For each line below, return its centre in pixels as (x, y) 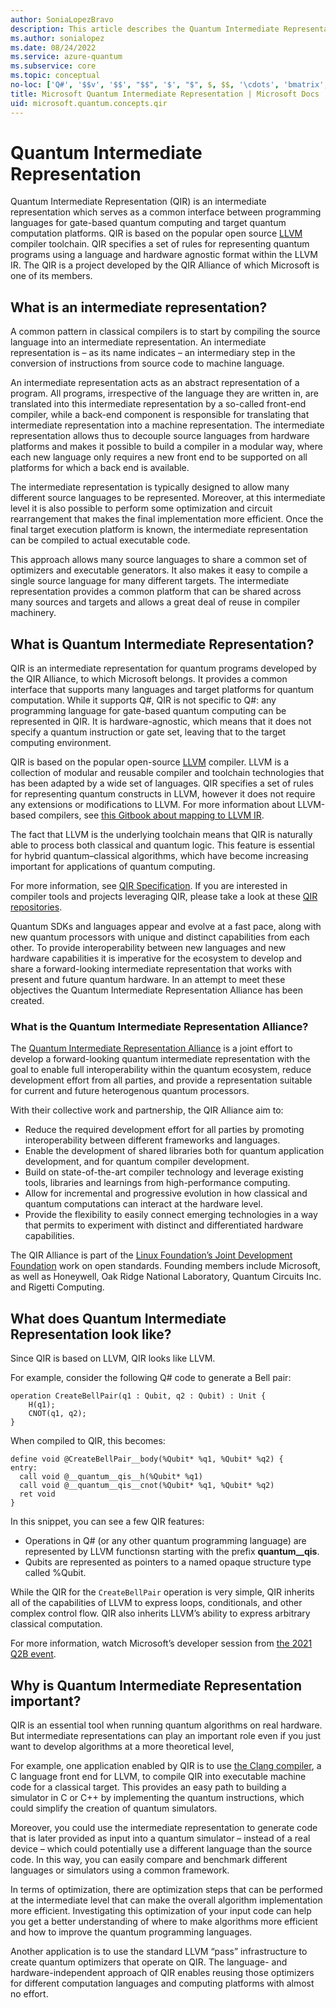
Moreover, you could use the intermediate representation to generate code (164, 1827)
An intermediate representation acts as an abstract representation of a (155, 383)
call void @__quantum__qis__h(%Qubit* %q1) (111, 1477)
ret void (37, 1494)
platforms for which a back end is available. (100, 468)
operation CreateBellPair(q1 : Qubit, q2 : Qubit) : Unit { (138, 1396)
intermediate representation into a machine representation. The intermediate (167, 425)
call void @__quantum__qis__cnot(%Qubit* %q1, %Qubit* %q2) (147, 1486)
